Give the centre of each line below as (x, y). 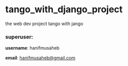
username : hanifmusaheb (33, 48)
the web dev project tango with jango (44, 24)
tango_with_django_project (64, 9)
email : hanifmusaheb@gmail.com (40, 58)
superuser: (19, 37)
